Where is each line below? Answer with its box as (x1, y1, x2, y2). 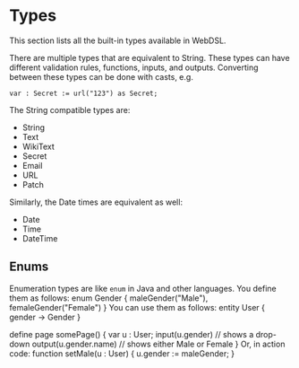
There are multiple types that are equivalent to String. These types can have (9, 52, 290, 63)
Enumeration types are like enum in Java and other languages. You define (9, 283, 277, 294)
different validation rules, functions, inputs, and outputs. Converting (9, 62, 259, 73)
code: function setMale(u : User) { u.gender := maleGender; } (9, 347, 235, 359)
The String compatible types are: (9, 104, 131, 115)
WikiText (21, 141, 56, 152)
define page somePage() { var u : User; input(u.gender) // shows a (9, 329, 254, 339)
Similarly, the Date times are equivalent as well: (9, 197, 184, 207)
